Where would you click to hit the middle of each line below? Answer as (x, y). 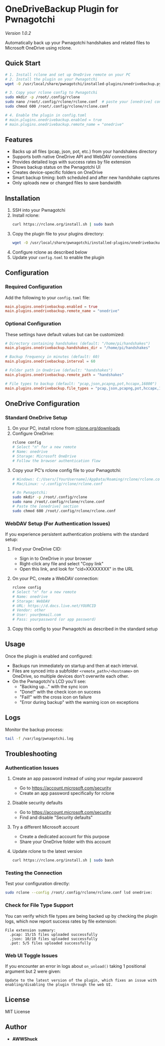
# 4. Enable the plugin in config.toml (46, 115)
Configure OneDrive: (33, 434)
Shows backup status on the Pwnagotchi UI (56, 167)
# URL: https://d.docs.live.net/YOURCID (54, 606)
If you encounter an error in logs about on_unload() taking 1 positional (75, 966)
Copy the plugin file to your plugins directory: (58, 234)
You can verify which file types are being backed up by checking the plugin (82, 916)
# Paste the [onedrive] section (45, 507)
